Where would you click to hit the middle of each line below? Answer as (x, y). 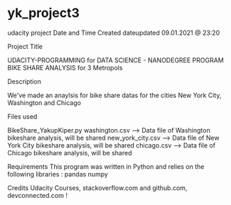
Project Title (25, 46)
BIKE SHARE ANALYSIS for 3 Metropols (65, 67)
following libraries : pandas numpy (58, 174)
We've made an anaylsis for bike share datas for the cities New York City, (114, 95)
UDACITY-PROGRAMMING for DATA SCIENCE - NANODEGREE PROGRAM (116, 60)
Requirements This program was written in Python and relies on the (106, 166)
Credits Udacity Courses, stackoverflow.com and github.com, (97, 188)
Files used (22, 116)
